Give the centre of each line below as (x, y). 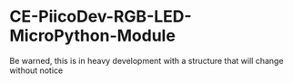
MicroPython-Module (92, 36)
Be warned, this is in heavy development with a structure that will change (146, 60)
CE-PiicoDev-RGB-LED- (101, 17)
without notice (36, 70)
